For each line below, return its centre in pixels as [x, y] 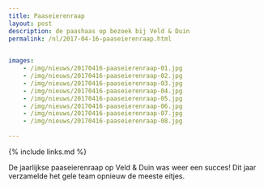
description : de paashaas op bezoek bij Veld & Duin [99, 31]
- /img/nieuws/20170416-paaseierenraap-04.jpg [103, 91]
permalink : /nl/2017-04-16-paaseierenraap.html [90, 39]
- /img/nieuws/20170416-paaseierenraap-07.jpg [103, 114]
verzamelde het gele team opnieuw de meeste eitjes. [97, 176]
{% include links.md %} [48, 152]
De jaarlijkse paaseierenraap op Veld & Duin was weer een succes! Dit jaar [132, 167]
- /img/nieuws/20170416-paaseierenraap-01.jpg [103, 69]
